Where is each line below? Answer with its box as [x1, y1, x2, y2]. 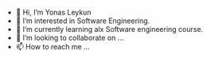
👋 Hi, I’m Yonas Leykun [15, 8, 92, 17]
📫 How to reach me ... [15, 42, 90, 51]
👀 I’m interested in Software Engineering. [15, 16, 150, 26]
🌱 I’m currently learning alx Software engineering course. [15, 25, 204, 33]
